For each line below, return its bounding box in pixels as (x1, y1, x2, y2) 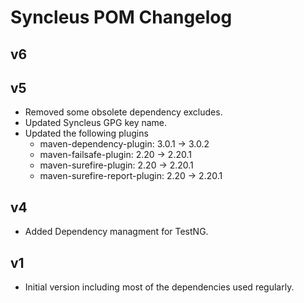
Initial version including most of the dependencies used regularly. (24, 281, 295, 293)
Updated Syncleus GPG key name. (24, 117, 168, 129)
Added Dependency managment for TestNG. (24, 226, 209, 238)
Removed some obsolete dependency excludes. (24, 106, 223, 118)
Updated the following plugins (24, 127, 149, 140)
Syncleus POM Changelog (10, 6, 233, 29)
